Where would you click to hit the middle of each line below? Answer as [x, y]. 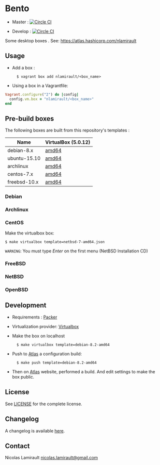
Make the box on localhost [38, 336]
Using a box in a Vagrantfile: [40, 85]
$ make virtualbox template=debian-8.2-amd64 [63, 345]
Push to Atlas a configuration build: [47, 354]
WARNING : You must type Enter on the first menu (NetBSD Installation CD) [77, 251]
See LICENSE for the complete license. [44, 404]
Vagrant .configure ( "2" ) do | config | [42, 94]
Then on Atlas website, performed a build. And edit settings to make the [84, 371]
